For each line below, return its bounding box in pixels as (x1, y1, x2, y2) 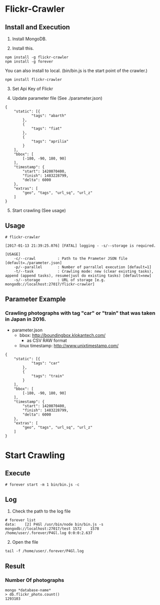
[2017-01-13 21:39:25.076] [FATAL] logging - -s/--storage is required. (5, 243, 156, 248)
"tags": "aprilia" (31, 139, 69, 144)
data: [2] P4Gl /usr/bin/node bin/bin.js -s (5, 522, 104, 527)
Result (5, 562, 25, 570)
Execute (5, 469, 31, 478)
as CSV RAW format (26, 337, 67, 343)
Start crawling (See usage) (12, 208, 66, 213)
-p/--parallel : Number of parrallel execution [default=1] (14, 264, 152, 270)
